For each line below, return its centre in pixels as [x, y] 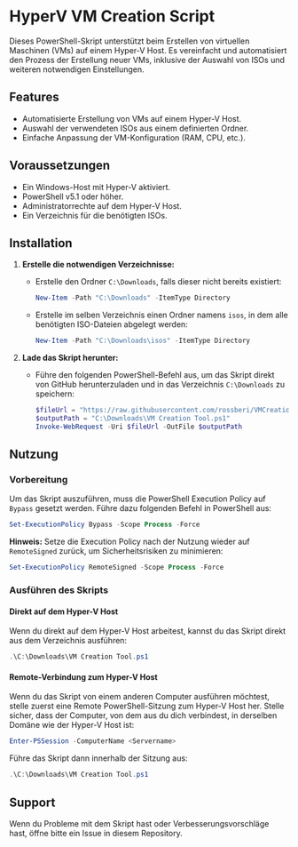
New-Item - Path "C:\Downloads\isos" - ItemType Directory [143, 341]
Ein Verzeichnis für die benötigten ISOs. [94, 215]
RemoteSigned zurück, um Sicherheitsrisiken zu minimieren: [116, 551]
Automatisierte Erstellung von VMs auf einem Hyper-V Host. [132, 118]
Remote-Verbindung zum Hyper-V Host [83, 676]
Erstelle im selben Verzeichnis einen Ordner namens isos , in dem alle [161, 315]
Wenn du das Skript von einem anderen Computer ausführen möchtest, [140, 697]
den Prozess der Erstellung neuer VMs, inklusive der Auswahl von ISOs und [147, 60]
